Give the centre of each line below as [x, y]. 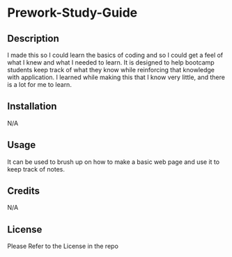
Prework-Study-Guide [72, 13]
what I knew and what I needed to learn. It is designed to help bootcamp [111, 63]
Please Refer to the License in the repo [63, 246]
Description [33, 39]
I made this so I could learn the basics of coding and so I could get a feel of [115, 55]
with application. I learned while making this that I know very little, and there [116, 77]
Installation [32, 107]
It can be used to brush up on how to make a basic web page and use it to [114, 162]
